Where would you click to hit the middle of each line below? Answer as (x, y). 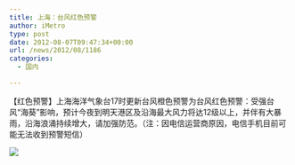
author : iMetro (37, 26)
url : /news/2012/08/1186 (55, 51)
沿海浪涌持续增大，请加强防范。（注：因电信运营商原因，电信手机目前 (152, 123)
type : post (29, 34)
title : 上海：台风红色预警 (53, 17)
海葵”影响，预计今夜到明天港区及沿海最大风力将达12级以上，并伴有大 (147, 112)
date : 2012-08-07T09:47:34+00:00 (71, 42)
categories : (31, 59)
